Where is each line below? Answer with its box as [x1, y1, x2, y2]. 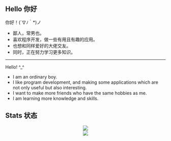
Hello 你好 [5, 5, 37, 14]
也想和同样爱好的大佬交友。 [12, 43, 71, 49]
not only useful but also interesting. [12, 84, 87, 90]
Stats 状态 [5, 111, 38, 120]
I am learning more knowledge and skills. [12, 95, 99, 101]
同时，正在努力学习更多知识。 [12, 49, 75, 55]
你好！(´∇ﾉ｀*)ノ [5, 19, 42, 25]
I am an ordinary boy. [12, 74, 58, 80]
